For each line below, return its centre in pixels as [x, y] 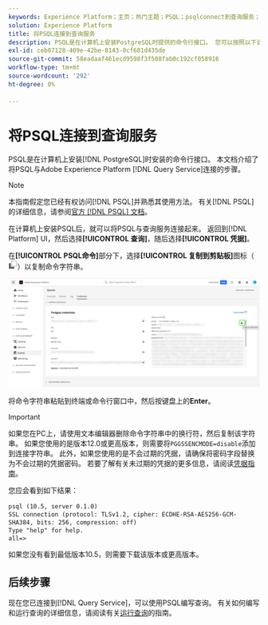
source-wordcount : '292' [49, 76]
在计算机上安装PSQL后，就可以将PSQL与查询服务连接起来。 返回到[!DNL [128, 229]
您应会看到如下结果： [43, 491]
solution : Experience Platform [60, 25]
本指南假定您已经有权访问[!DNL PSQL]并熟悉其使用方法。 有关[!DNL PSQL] [131, 202]
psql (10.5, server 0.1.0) [53, 507]
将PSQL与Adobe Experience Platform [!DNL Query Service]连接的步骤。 [127, 169]
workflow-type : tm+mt [44, 68]
